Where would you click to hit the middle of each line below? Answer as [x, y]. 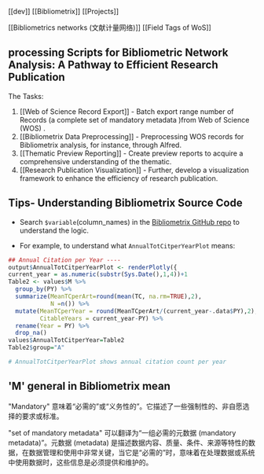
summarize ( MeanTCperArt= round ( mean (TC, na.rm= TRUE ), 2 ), [108, 296]
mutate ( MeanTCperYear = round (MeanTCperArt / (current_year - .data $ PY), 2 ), [137, 311]
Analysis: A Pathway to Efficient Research [113, 65]
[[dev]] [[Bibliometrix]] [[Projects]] [64, 11]
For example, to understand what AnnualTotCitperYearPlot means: [127, 245]
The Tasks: [26, 96]
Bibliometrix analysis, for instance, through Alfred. [101, 145]
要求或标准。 [42, 416]
